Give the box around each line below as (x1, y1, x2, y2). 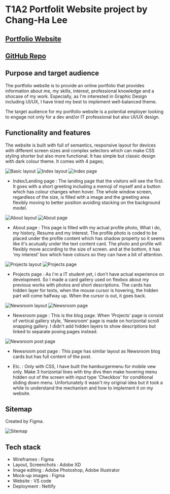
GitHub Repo (5, 52, 47, 60)
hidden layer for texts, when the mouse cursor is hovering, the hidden (12, 287, 159, 293)
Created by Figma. (5, 418, 44, 425)
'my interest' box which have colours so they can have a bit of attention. (12, 251, 163, 257)
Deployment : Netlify (12, 483, 56, 489)
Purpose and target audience (5, 69, 99, 78)
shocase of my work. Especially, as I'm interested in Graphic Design (5, 93, 147, 99)
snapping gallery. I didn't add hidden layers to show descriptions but (12, 323, 156, 329)
